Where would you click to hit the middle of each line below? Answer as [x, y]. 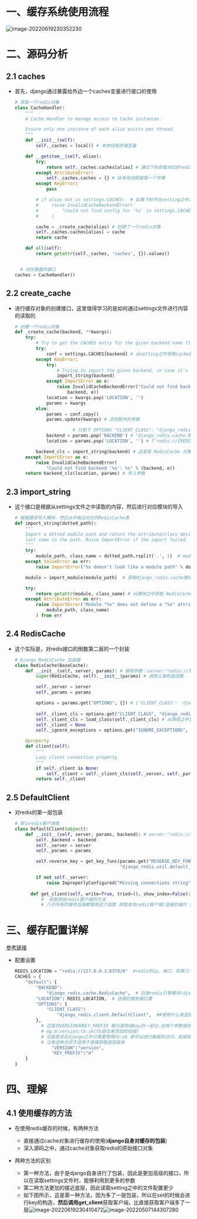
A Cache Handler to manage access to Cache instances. [94, 119]
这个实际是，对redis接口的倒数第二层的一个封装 [72, 649]
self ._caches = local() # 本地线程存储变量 [86, 146]
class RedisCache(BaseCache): [52, 665]
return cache [52, 238]
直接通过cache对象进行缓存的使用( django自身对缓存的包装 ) [95, 1141]
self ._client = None [61, 725]
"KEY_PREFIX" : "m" [73, 1053]
